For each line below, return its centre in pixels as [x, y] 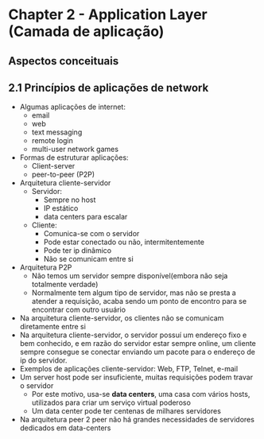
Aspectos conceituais [64, 61]
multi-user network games [75, 150]
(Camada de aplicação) [86, 31]
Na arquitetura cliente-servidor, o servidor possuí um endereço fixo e [133, 335]
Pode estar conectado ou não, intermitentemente [124, 242]
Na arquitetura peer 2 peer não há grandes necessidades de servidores [137, 420]
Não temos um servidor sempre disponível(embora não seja [130, 276]
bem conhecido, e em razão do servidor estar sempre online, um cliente [138, 344]
